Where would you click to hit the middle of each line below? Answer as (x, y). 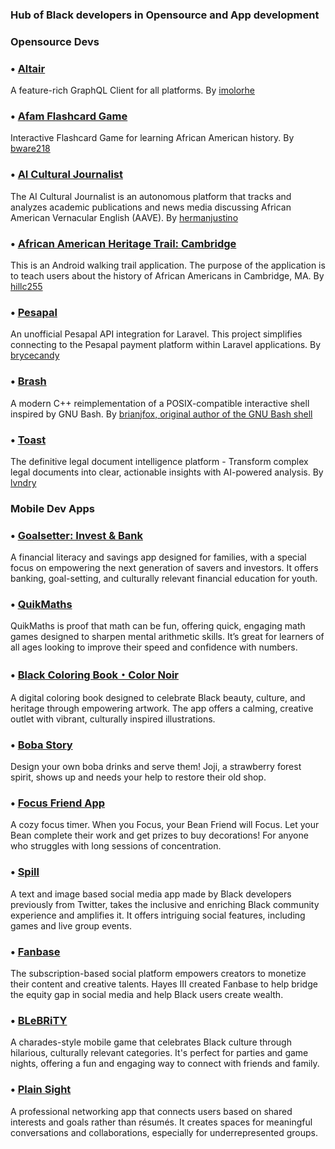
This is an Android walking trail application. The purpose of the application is (168, 265)
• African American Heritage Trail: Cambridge (123, 243)
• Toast (28, 440)
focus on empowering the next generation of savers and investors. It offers (164, 568)
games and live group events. (71, 925)
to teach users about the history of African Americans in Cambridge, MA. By (167, 276)
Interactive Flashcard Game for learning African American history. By (152, 138)
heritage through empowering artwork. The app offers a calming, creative (162, 708)
